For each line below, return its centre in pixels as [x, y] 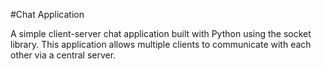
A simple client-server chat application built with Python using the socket [161, 33]
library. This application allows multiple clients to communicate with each [161, 44]
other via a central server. [63, 55]
